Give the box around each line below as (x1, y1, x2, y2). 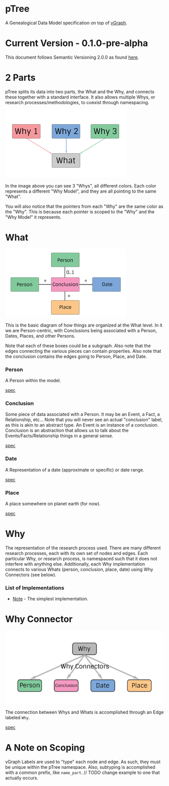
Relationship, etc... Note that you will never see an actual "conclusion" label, (5, 417, 163, 423)
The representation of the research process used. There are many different (5, 544, 161, 551)
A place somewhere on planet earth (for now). (5, 500, 101, 506)
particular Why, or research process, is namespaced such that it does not (5, 556, 157, 562)
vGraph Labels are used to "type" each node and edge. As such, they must (5, 759, 161, 765)
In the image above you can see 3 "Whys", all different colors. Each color (5, 182, 156, 189)
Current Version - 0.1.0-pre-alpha (5, 37, 148, 49)
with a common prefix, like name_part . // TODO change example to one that (5, 769, 160, 775)
